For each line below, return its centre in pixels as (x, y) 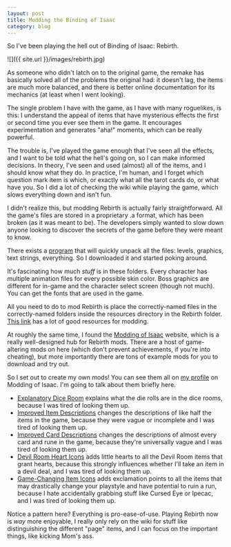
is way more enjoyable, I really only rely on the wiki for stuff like (97, 521)
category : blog (29, 26)
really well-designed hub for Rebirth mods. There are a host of (96, 342)
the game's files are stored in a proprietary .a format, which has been (106, 215)
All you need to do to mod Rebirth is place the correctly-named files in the (112, 307)
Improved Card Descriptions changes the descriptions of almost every (117, 435)
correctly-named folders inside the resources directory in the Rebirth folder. (115, 314)
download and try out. (39, 364)
